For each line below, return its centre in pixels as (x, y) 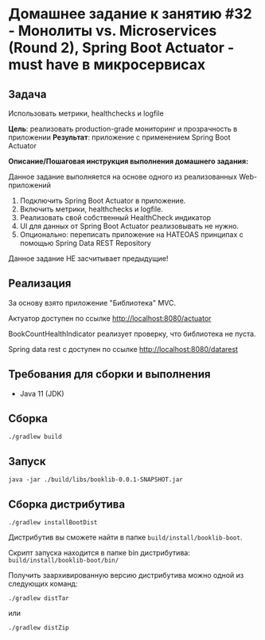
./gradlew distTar (39, 599)
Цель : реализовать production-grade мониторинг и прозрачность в (123, 129)
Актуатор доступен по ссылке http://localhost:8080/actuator (110, 318)
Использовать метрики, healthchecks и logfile (86, 113)
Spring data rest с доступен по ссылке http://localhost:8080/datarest (123, 349)
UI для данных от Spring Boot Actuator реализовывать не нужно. (129, 226)
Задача (27, 94)
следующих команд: (43, 584)
